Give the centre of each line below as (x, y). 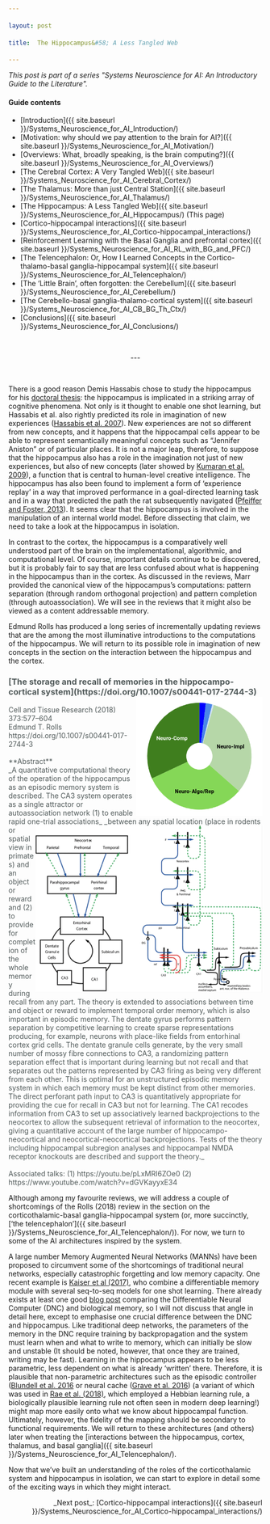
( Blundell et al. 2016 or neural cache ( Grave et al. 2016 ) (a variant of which (132, 1385)
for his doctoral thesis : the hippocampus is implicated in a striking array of (131, 398)
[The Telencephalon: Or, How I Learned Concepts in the (112, 258)
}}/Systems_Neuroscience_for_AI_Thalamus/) (95, 197)
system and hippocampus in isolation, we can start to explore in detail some (134, 1478)
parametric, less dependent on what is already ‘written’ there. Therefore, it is (135, 1368)
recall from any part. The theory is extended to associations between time (131, 1002)
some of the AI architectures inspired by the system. (95, 1240)
